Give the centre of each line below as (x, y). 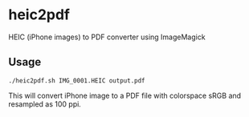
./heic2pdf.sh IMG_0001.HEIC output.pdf (77, 81)
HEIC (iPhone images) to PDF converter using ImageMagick (107, 37)
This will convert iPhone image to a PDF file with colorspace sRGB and (125, 95)
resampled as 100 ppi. (45, 104)
